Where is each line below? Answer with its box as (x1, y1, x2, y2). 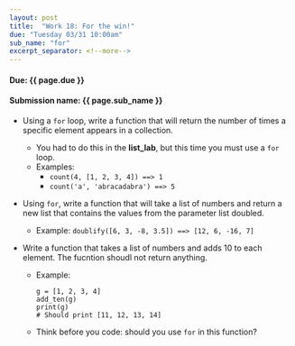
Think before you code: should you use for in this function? (35, 326, 257, 337)
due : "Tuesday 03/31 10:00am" (9, 30, 124, 39)
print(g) (35, 303, 69, 312)
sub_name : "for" (9, 38, 70, 48)
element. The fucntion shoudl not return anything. (22, 251, 207, 262)
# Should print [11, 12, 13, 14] (35, 310, 162, 320)
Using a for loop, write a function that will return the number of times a (22, 114, 287, 126)
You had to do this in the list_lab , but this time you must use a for (35, 141, 280, 153)
